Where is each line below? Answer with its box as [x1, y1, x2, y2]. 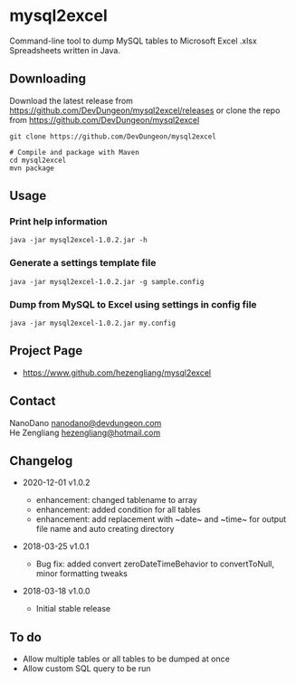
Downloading [9, 71, 86, 87]
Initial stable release [35, 603, 111, 614]
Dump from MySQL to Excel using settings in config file [9, 298, 257, 310]
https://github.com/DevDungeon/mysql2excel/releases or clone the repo [9, 105, 281, 116]
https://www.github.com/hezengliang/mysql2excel [22, 367, 211, 378]
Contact [9, 394, 56, 409]
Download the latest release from [9, 95, 134, 106]
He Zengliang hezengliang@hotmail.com [9, 427, 161, 438]
